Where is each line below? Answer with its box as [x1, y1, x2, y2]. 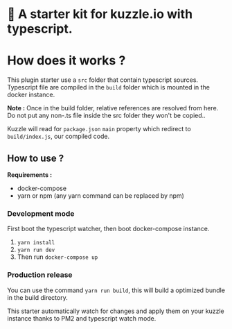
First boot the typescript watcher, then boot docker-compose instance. [7, 225, 210, 233]
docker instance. [7, 90, 55, 99]
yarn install [17, 239, 55, 246]
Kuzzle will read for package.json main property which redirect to [7, 125, 192, 133]
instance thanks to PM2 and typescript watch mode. [7, 314, 157, 322]
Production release [7, 270, 73, 280]
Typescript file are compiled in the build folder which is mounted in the [7, 83, 210, 92]
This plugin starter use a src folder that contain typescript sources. [7, 76, 199, 84]
